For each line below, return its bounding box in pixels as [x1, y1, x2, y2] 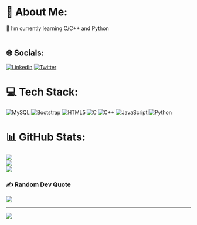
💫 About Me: [6, 5, 68, 19]
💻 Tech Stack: [6, 85, 79, 99]
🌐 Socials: [6, 48, 45, 58]
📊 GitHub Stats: [6, 130, 86, 143]
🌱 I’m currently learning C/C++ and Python [6, 25, 110, 32]
